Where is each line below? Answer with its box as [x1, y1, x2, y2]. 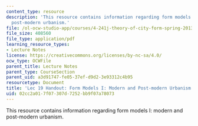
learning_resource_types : [6, 42, 70, 48]
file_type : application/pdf [6, 36, 75, 42]
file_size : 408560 [6, 31, 51, 37]
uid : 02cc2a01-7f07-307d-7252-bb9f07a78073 [6, 91, 115, 97]
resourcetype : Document [6, 80, 65, 86]
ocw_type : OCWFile [6, 58, 51, 64]
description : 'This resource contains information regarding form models [6, 14, 192, 20]
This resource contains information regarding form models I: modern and [6, 107, 183, 114]
